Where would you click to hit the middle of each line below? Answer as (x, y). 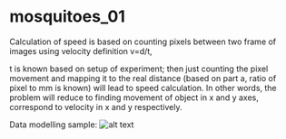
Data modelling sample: (54, 125)
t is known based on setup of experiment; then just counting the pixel (139, 69)
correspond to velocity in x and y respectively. (96, 107)
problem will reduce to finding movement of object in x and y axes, (134, 97)
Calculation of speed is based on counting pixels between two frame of (143, 42)
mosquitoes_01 (67, 17)
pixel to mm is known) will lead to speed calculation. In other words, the (143, 88)
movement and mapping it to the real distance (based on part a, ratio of (143, 78)
